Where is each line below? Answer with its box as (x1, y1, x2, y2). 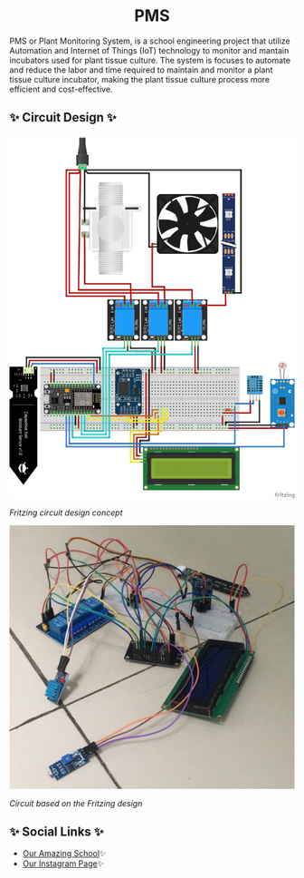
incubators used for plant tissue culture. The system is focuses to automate (9, 54, 291, 65)
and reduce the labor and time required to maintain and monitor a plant (9, 64, 273, 75)
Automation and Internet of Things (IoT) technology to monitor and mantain (9, 44, 290, 55)
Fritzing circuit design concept (9, 507, 123, 518)
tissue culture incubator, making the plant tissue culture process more (9, 73, 271, 84)
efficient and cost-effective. (9, 83, 113, 94)
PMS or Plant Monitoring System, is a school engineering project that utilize (9, 35, 291, 46)
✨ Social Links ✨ (9, 824, 104, 840)
